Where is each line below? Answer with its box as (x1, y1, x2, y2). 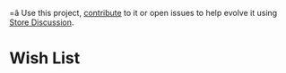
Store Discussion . (9, 17, 74, 28)
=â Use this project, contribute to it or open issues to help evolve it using (9, 8, 278, 18)
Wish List (9, 48, 81, 69)
